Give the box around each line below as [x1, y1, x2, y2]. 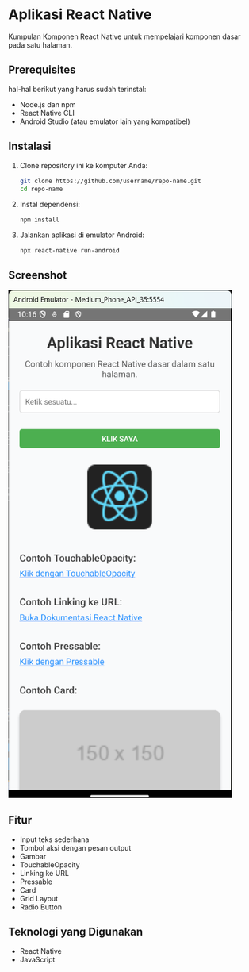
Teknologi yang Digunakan [8, 925, 144, 939]
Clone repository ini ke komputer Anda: [19, 160, 148, 170]
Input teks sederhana [19, 835, 90, 844]
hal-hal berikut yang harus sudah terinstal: [8, 84, 147, 94]
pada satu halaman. [8, 40, 73, 49]
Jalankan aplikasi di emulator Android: [19, 230, 145, 240]
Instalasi [8, 140, 52, 153]
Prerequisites [8, 63, 76, 77]
